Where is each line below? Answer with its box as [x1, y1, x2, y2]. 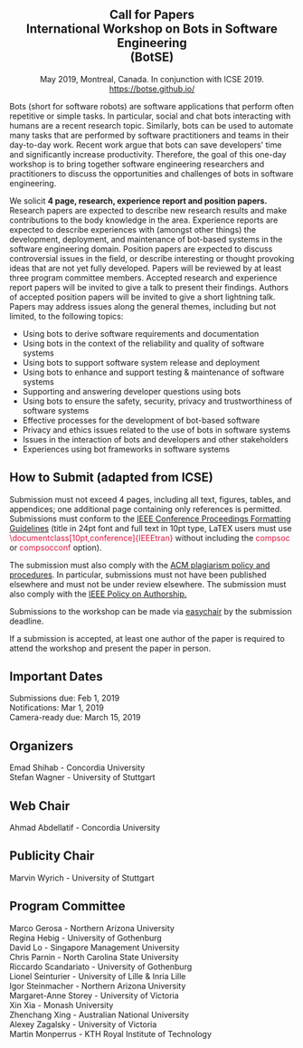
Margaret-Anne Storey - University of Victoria [9, 990, 179, 1001]
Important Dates [9, 669, 103, 684]
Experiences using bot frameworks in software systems [22, 443, 231, 454]
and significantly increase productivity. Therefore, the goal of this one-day [9, 148, 287, 159]
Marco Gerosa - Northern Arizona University [9, 922, 175, 933]
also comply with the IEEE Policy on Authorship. [9, 588, 187, 599]
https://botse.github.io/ [109, 83, 195, 94]
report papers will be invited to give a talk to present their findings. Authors [9, 281, 289, 292]
